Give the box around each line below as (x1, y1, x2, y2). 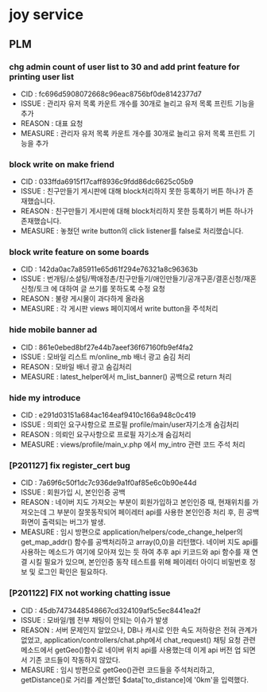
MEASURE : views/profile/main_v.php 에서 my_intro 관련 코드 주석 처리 (20, 440, 246, 449)
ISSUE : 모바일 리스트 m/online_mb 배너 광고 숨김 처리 (20, 352, 192, 362)
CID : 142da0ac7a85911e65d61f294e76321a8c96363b (20, 264, 198, 274)
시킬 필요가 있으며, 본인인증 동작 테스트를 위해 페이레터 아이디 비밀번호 (29, 557, 248, 567)
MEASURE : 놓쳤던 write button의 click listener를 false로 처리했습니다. (20, 226, 244, 236)
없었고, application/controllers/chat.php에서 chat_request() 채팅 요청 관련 (20, 635, 257, 644)
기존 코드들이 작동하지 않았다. (29, 655, 121, 664)
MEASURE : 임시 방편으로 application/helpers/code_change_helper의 (20, 527, 243, 537)
